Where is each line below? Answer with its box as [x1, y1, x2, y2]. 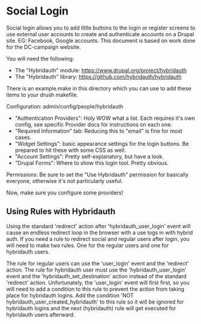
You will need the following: [6, 55, 74, 62]
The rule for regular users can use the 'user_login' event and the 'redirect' [6, 260, 189, 267]
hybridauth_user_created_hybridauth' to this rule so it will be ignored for [6, 298, 184, 305]
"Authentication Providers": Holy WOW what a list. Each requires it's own [14, 114, 195, 122]
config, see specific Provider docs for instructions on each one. [14, 120, 173, 128]
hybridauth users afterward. [6, 311, 75, 318]
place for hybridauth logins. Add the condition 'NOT [6, 291, 134, 299]
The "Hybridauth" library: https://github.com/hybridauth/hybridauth [14, 73, 182, 80]
